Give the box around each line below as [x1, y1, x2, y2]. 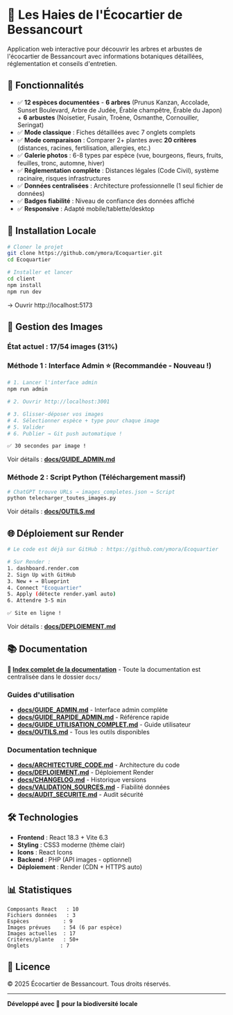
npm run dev [7, 288, 42, 295]
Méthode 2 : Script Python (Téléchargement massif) [7, 472, 186, 482]
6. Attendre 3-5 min [7, 597, 67, 604]
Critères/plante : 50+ [7, 936, 79, 943]
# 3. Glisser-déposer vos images [7, 411, 104, 418]
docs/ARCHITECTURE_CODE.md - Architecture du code [17, 761, 180, 769]
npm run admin [7, 386, 49, 393]
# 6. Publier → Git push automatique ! [7, 430, 123, 437]
